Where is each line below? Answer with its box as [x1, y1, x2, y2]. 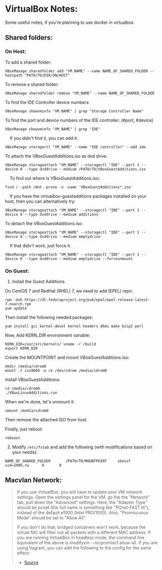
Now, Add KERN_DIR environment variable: [5, 332, 90, 338]
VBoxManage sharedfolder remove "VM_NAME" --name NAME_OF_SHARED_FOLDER [5, 91, 155, 96]
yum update [5, 306, 27, 311]
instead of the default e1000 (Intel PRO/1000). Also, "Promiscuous [16, 509, 148, 516]
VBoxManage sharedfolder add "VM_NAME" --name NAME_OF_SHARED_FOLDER [5, 69, 148, 73]
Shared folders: [5, 34, 53, 42]
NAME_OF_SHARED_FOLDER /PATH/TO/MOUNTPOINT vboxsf [5, 458, 131, 464]
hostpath [5, 73, 23, 78]
